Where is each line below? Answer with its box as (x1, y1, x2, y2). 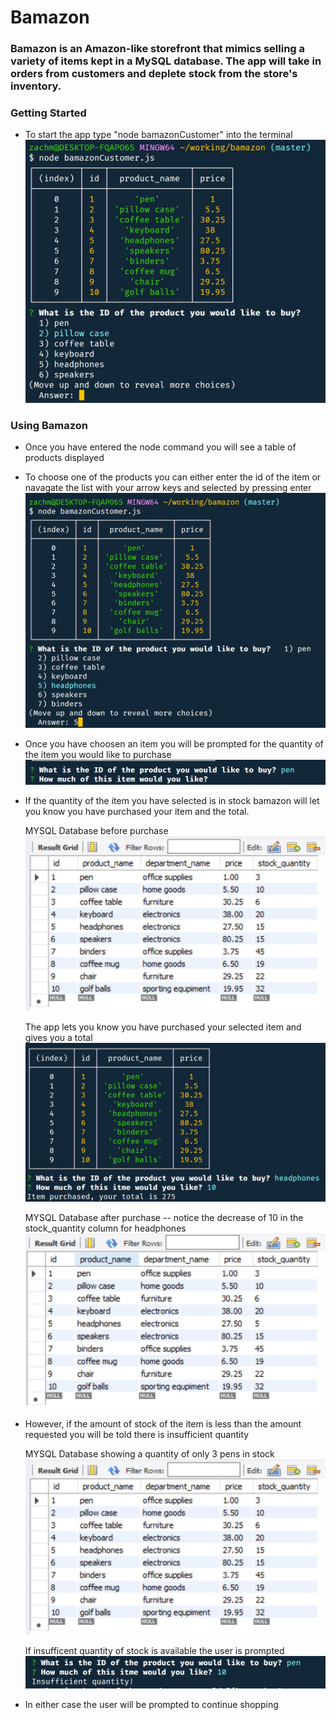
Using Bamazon (10, 418, 88, 432)
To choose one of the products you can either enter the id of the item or (24, 471, 322, 483)
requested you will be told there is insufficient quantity (24, 1429, 250, 1441)
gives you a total (24, 1032, 93, 1044)
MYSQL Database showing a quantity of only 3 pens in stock (24, 1448, 275, 1460)
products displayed (24, 451, 105, 463)
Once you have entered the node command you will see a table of (24, 441, 297, 453)
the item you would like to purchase (24, 748, 172, 760)
